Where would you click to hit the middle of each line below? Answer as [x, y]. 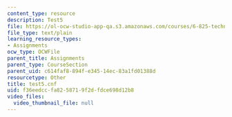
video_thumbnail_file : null [54, 103]
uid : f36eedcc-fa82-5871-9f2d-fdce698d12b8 [71, 90]
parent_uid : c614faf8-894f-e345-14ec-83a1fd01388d [81, 71]
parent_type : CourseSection [48, 65]
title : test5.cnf [32, 84]
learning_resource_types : [44, 39]
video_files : [26, 97]
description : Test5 [35, 20]
